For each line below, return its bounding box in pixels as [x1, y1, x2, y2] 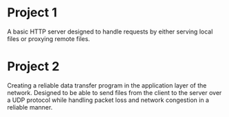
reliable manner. [7, 103, 53, 111]
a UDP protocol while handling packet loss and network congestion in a [7, 96, 210, 104]
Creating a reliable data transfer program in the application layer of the [7, 81, 207, 90]
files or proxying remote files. [7, 34, 91, 42]
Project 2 [7, 59, 60, 75]
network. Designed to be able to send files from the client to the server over [7, 88, 222, 96]
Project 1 [7, 5, 57, 21]
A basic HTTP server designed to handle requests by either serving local [7, 27, 213, 36]
